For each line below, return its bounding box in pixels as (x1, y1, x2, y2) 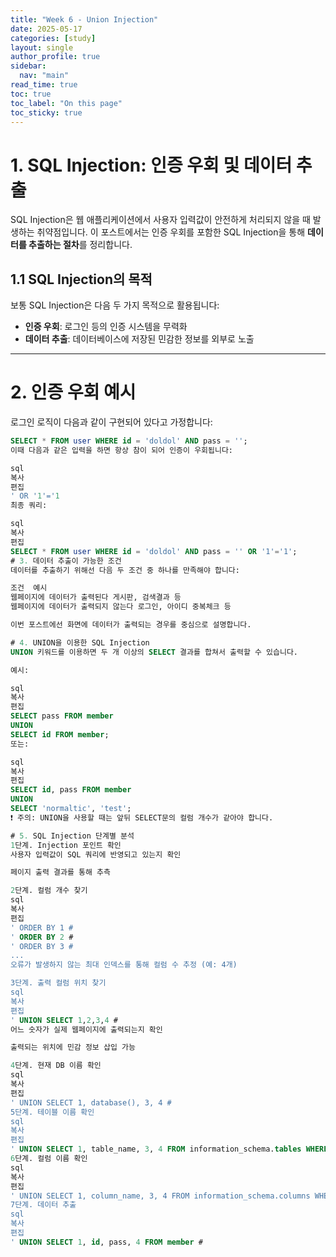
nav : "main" (19, 71, 70, 81)
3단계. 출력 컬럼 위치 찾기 (10, 978, 107, 988)
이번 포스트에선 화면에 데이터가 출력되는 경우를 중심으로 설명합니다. (10, 620, 252, 630)
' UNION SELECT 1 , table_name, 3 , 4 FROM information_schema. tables (10, 1144, 302, 1155)
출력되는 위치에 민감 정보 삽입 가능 (10, 1042, 136, 1053)
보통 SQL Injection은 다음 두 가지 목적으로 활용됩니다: (10, 299, 220, 311)
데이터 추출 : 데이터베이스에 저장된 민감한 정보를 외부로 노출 (24, 333, 255, 345)
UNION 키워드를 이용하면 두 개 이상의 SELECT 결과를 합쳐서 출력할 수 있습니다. (10, 647, 299, 657)
